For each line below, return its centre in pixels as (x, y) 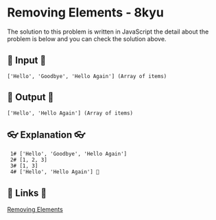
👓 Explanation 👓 (46, 135)
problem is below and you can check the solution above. (87, 38)
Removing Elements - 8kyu (86, 13)
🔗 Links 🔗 (27, 193)
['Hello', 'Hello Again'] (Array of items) (70, 113)
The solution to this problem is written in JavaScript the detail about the (108, 32)
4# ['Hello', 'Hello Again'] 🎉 (55, 172)
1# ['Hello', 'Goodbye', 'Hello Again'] (69, 154)
